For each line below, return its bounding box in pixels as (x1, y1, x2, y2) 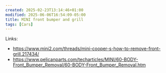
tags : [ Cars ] (5, 21, 33, 27)
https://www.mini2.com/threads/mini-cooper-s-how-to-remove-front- (12, 45, 161, 52)
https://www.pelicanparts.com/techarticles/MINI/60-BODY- (12, 57, 138, 63)
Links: (5, 36, 18, 42)
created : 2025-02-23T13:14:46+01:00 (5, 7, 84, 13)
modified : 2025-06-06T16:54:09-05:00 (5, 12, 86, 17)
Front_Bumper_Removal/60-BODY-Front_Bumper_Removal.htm (12, 62, 146, 68)
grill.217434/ (12, 51, 39, 57)
